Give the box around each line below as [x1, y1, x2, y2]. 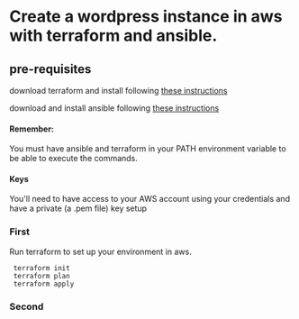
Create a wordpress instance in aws [9, 6, 283, 27]
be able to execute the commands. [9, 153, 138, 164]
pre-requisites [9, 61, 92, 77]
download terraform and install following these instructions [9, 86, 228, 96]
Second [9, 300, 44, 313]
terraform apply [13, 279, 75, 288]
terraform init [13, 263, 70, 272]
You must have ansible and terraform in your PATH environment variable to [9, 143, 286, 154]
